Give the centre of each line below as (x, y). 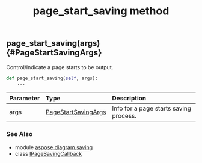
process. (124, 116)
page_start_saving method (101, 11)
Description (129, 99)
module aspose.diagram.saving (54, 147)
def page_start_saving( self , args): (52, 78)
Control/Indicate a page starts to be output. (60, 67)
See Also (20, 134)
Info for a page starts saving (151, 108)
